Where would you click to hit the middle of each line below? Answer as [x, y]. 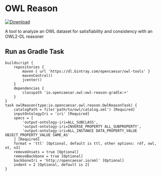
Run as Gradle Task [35, 52]
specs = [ [24, 118]
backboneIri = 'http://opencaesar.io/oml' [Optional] [69, 160]
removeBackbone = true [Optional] [48, 156]
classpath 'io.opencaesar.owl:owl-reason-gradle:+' [76, 93]
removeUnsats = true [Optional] [46, 152]
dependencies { [29, 88]
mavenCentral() [38, 76]
